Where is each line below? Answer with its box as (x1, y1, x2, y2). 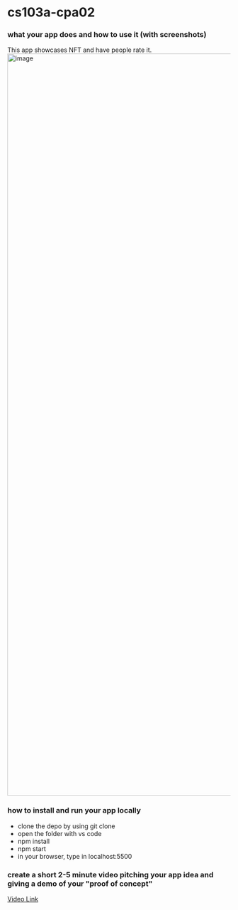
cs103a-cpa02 (7, 4, 96, 21)
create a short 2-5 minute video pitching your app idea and (7, 869, 214, 879)
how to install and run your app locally (7, 805, 142, 815)
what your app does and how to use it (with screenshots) (7, 30, 207, 40)
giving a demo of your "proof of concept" (7, 879, 153, 889)
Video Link (7, 895, 39, 904)
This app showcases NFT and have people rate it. (7, 45, 152, 54)
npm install (17, 837, 50, 845)
